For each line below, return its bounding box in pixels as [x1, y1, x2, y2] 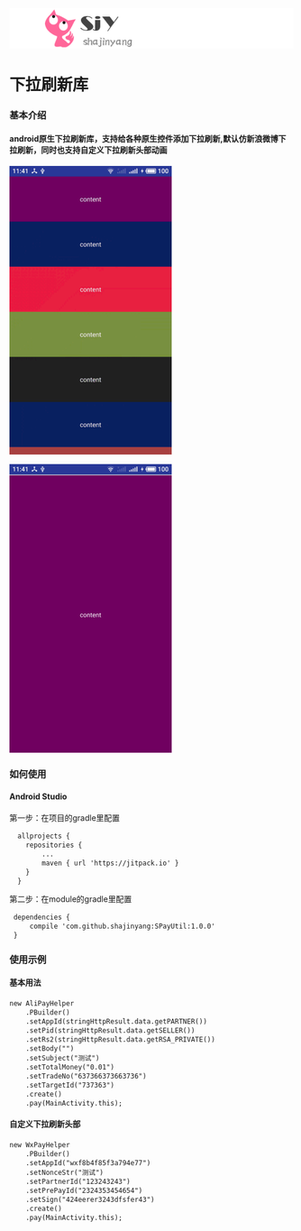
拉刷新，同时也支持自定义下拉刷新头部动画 [9, 144, 168, 155]
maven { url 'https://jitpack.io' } [41, 859, 179, 868]
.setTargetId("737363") [25, 1080, 115, 1089]
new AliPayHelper [9, 998, 75, 1008]
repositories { [25, 841, 83, 850]
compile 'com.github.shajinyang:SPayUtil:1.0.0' [29, 922, 216, 931]
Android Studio [9, 791, 68, 802]
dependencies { [13, 913, 70, 922]
